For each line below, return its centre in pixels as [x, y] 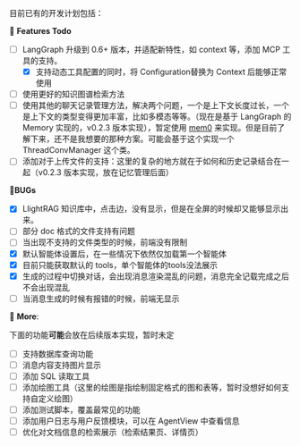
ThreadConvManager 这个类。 [79, 150]
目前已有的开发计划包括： [56, 13]
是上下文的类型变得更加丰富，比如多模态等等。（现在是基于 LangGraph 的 [157, 117]
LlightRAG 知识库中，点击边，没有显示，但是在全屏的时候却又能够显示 [151, 209]
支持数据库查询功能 [58, 353]
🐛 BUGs [23, 190]
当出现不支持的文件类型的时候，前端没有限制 [105, 242]
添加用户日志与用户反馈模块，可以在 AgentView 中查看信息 [131, 421]
